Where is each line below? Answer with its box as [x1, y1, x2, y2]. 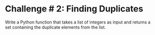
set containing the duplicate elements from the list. [5, 24, 106, 30]
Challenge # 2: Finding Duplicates [5, 3, 143, 14]
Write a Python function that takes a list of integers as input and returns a [5, 19, 151, 25]
